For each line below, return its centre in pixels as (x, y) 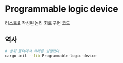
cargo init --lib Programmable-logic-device (51, 56)
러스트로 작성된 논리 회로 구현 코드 (37, 23)
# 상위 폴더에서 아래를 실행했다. (33, 51)
